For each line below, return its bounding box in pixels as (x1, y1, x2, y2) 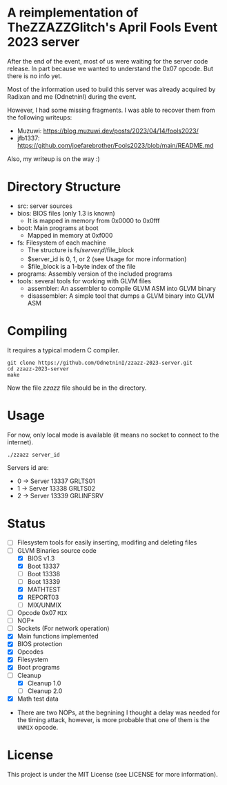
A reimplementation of (7, 5, 139, 21)
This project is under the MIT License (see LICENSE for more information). (7, 770, 219, 778)
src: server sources (17, 202, 72, 210)
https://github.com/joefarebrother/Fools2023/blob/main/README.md (17, 141, 214, 149)
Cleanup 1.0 (27, 679, 61, 687)
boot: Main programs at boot (17, 223, 99, 232)
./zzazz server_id (7, 451, 60, 458)
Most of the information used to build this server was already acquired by (7, 85, 216, 93)
